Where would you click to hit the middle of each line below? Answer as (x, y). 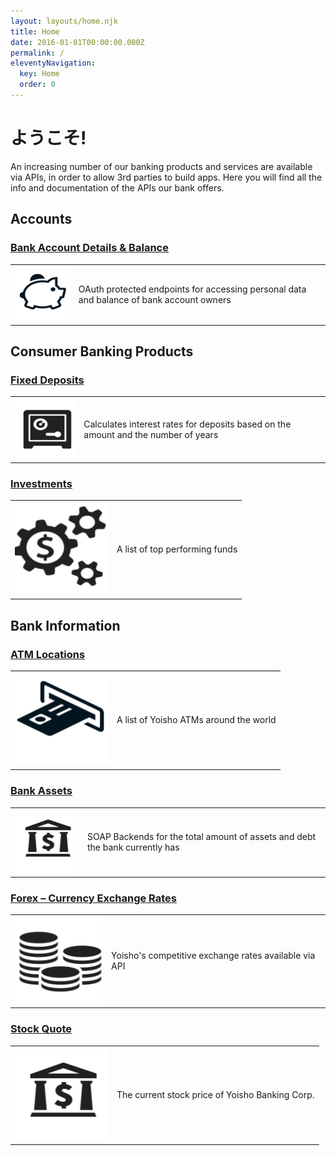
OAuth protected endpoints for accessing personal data (192, 289)
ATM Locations (48, 654)
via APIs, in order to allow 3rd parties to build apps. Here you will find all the (166, 177)
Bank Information (65, 625)
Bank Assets (41, 791)
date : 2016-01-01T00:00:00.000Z (77, 42)
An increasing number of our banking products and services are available (161, 166)
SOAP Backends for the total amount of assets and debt (202, 836)
